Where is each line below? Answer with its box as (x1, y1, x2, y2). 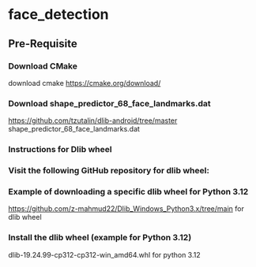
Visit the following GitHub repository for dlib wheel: (8, 165, 209, 176)
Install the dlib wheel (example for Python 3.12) (8, 232, 192, 243)
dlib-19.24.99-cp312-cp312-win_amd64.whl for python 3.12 (8, 250, 201, 259)
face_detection (8, 6, 109, 24)
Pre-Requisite (8, 37, 77, 50)
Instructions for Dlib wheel (8, 144, 112, 155)
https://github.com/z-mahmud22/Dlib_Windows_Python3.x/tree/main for (8, 204, 245, 213)
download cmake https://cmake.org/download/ (8, 78, 161, 87)
